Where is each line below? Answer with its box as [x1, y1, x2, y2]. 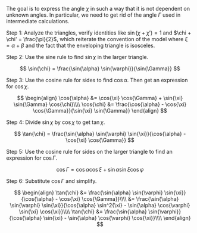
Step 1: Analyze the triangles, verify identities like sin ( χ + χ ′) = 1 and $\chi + [6, 29, 192, 36]
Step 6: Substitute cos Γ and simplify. [6, 178, 97, 184]
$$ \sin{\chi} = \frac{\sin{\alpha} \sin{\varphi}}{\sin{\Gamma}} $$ [20, 65, 180, 72]
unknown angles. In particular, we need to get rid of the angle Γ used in [6, 11, 181, 18]
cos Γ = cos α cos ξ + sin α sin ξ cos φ [56, 166, 144, 173]
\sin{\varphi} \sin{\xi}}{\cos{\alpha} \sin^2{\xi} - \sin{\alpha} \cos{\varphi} [10, 202, 190, 209]
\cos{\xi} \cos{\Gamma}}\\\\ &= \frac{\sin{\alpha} [59, 195, 179, 202]
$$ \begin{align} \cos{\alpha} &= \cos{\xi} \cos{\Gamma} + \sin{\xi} [17, 95, 183, 101]
